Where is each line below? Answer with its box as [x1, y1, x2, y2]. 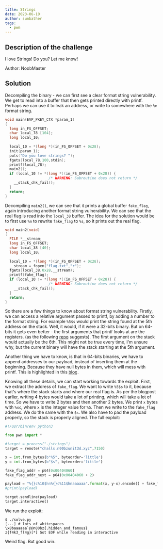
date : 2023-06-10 [5, 12, 40, 16]
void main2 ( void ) [5, 227, 40, 232]
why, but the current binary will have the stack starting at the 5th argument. [5, 344, 156, 350]
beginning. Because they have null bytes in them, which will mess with [5, 364, 146, 370]
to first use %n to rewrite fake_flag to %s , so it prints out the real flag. [5, 218, 141, 224]
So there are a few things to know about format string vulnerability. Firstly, [5, 308, 153, 314]
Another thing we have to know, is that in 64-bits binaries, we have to [5, 354, 144, 359]
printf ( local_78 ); [9, 162, 47, 167]
